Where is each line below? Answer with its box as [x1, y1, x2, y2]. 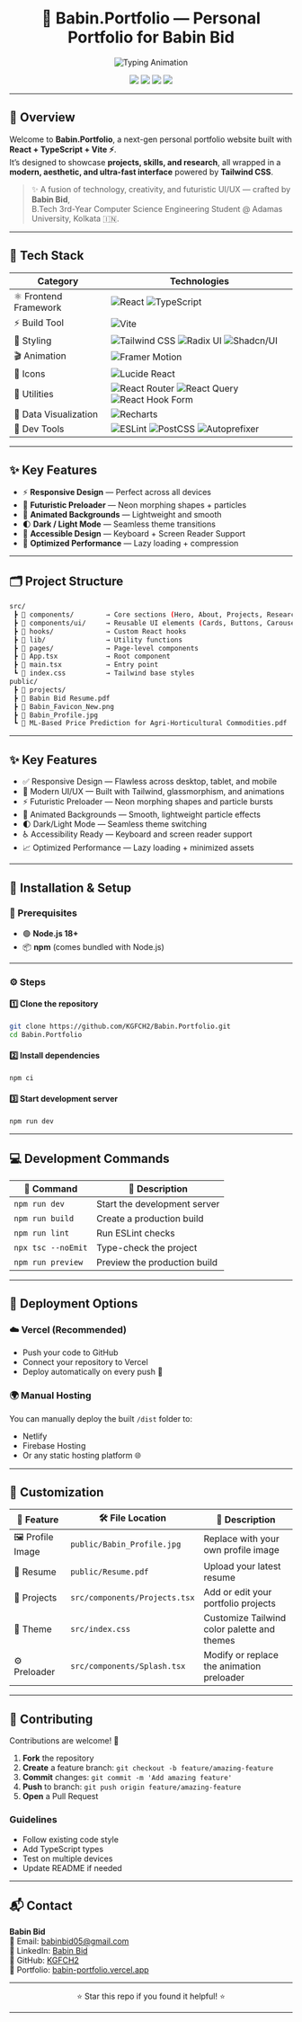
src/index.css [70, 1624, 131, 1635]
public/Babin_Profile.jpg [70, 1539, 182, 1549]
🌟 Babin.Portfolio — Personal [41, 8, 261, 29]
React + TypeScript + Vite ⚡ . [9, 144, 117, 155]
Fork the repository [22, 1752, 94, 1764]
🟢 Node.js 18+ [22, 927, 79, 938]
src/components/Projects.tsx [70, 1592, 195, 1603]
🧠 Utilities [13, 387, 54, 400]
